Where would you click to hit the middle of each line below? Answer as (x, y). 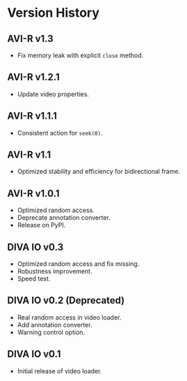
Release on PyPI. (41, 225)
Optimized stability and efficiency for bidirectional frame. (99, 172)
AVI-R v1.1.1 (32, 116)
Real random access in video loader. (69, 317)
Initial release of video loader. (59, 371)
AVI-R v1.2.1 (34, 77)
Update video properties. (53, 94)
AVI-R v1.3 (30, 39)
